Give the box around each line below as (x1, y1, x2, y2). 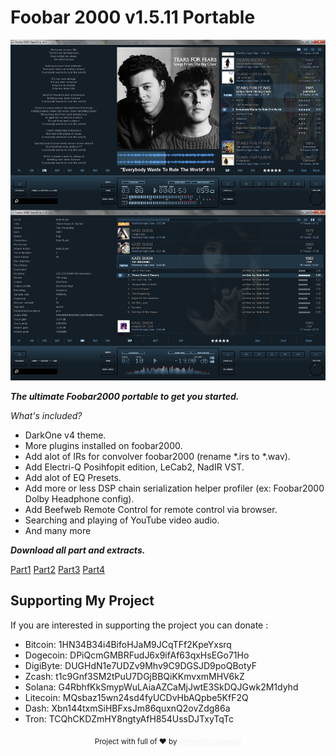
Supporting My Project (10, 592, 155, 610)
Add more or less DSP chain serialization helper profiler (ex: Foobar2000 (24, 482, 325, 494)
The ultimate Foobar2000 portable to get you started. (10, 390, 240, 402)
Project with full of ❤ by (94, 736, 178, 746)
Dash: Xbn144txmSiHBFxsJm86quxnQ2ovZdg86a (24, 702, 231, 714)
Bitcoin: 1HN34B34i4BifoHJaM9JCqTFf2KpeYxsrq (24, 638, 232, 650)
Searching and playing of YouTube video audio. (24, 514, 220, 526)
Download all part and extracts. (10, 544, 146, 556)
